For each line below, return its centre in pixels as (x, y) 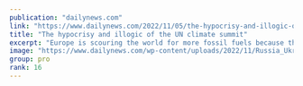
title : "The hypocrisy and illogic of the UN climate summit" (129, 34)
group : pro (30, 59)
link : (19, 26)
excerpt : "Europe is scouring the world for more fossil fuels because (147, 43)
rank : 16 (26, 68)
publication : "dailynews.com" (66, 17)
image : (22, 51)
